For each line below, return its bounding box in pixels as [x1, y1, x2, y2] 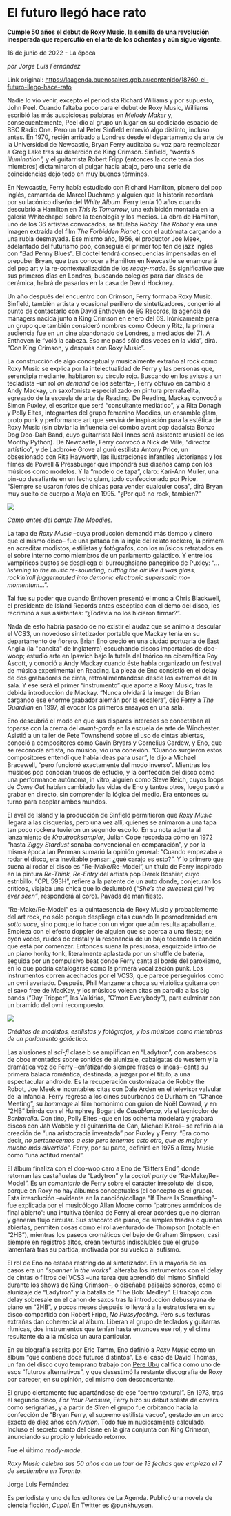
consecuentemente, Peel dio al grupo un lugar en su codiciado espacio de [7, 118, 219, 126]
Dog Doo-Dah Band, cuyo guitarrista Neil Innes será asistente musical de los [7, 431, 225, 439]
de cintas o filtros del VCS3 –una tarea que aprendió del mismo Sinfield [7, 1273, 210, 1281]
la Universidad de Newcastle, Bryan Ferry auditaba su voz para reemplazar [7, 140, 221, 148]
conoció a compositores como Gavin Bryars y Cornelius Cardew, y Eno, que [7, 739, 223, 747]
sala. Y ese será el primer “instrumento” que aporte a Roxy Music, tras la [7, 680, 214, 689]
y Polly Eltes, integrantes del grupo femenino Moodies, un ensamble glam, [7, 408, 219, 417]
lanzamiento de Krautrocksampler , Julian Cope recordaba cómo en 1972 [7, 833, 214, 841]
